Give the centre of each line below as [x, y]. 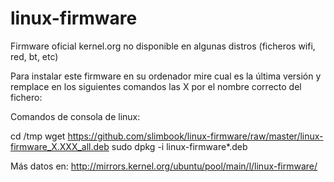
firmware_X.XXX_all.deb [60, 146]
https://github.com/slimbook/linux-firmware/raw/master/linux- [195, 136]
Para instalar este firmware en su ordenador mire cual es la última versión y [166, 76]
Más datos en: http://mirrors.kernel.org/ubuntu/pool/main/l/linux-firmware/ [164, 166]
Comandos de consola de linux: [75, 116]
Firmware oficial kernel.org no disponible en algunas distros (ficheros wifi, [163, 46]
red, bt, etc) [34, 56]
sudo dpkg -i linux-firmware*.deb [179, 146]
